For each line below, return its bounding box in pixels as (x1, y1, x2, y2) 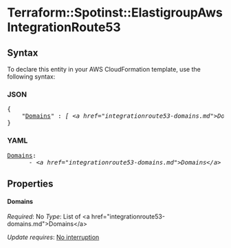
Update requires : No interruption (7, 233, 100, 242)
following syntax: (7, 72, 56, 81)
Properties (7, 178, 54, 189)
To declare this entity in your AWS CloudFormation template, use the (7, 65, 201, 73)
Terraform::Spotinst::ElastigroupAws (7, 5, 223, 21)
